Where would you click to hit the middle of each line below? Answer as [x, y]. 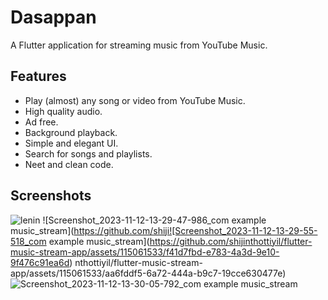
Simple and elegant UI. [71, 143]
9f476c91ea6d [40, 262]
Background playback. [71, 132]
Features [38, 76]
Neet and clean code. [69, 164]
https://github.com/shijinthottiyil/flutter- [231, 241]
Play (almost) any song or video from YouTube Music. [135, 100]
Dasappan [53, 17]
